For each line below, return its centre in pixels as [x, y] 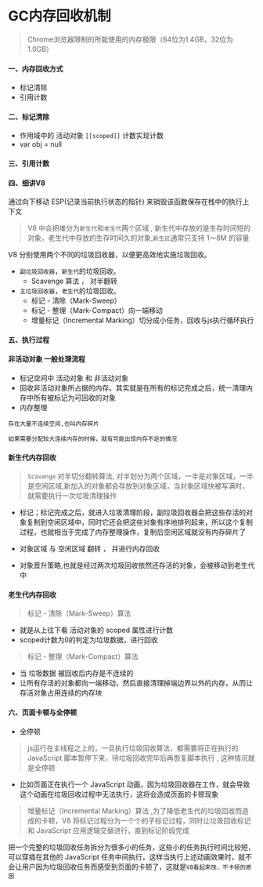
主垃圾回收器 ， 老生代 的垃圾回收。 [70, 291]
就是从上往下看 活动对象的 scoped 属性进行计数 [96, 630]
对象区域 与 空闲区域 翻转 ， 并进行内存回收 [90, 549]
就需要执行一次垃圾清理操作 [72, 496]
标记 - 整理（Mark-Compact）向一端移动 [97, 311]
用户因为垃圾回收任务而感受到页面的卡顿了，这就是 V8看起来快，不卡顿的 [134, 867]
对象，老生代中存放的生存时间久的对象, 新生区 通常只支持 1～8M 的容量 [138, 238]
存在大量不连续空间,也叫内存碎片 [54, 424]
